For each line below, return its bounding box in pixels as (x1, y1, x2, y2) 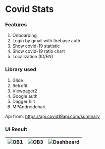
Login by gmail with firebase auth (12, 38, 81, 44)
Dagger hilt (12, 98, 36, 104)
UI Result (5, 126, 27, 133)
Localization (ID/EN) (12, 54, 53, 60)
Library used (5, 66, 36, 73)
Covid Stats (5, 3, 54, 15)
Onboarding (12, 32, 37, 38)
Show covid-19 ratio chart (12, 48, 65, 54)
